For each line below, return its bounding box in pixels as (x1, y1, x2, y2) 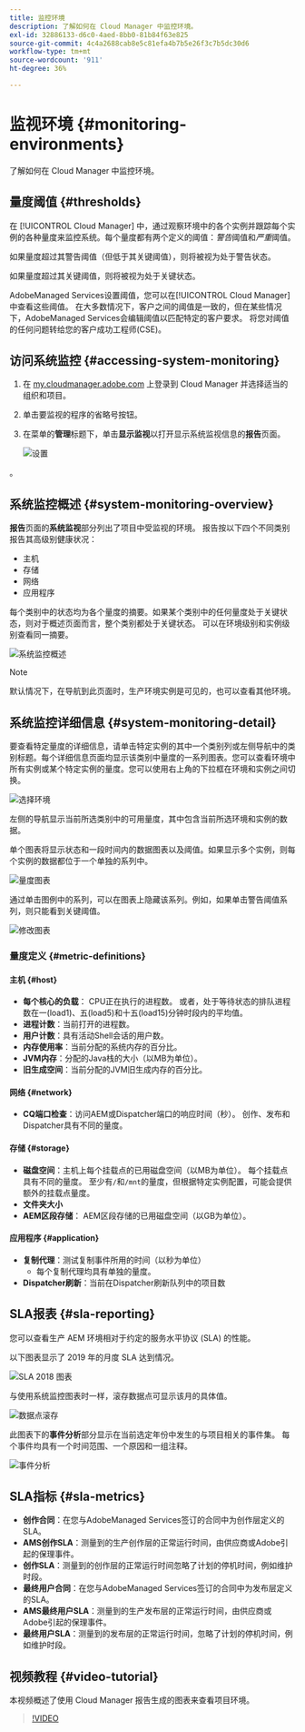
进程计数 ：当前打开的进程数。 (22, 1019, 134, 1030)
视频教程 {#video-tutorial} (9, 1668, 159, 1684)
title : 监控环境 (9, 13, 65, 23)
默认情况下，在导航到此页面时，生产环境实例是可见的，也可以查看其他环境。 (9, 686, 296, 697)
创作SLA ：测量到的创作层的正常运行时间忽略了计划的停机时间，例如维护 (22, 1560, 293, 1571)
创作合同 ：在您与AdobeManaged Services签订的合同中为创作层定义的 (22, 1515, 285, 1526)
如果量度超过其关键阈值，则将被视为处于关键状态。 (9, 270, 201, 281)
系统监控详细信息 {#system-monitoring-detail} (9, 715, 277, 730)
